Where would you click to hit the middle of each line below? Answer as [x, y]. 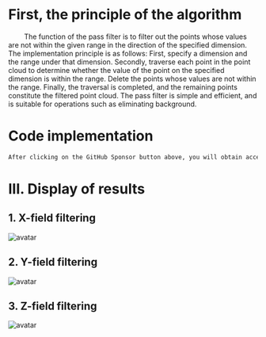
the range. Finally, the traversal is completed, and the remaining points [123, 87]
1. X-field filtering [52, 218]
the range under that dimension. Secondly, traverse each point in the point [129, 62]
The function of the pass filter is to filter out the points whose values [135, 36]
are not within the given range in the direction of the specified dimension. [128, 44]
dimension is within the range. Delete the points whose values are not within [132, 79]
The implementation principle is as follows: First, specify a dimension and [128, 53]
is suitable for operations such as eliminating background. [103, 104]
